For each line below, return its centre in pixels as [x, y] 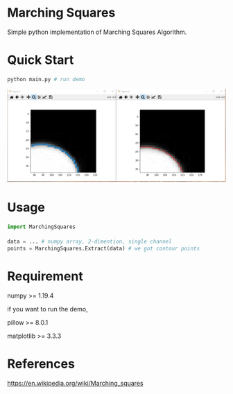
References [41, 364]
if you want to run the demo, [48, 309]
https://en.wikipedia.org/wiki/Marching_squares [75, 384]
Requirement [45, 276]
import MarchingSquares [42, 227]
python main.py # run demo [46, 79]
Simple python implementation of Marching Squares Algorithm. [97, 32]
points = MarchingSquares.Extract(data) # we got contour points [103, 249]
